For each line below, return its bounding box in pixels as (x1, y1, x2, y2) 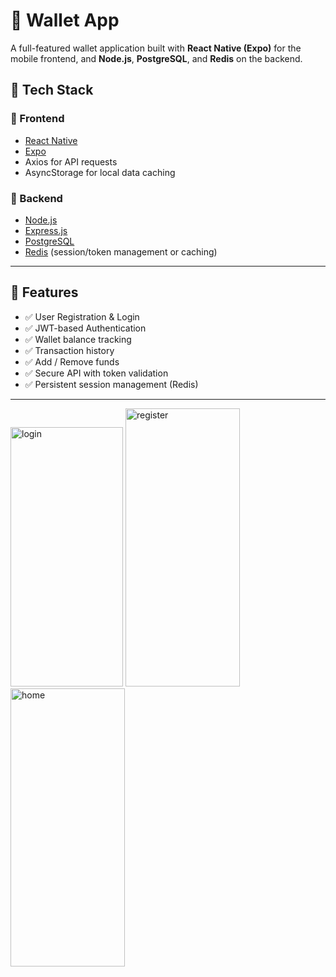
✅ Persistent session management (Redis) (24, 378, 199, 390)
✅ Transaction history (24, 344, 115, 356)
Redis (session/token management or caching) (24, 245, 218, 258)
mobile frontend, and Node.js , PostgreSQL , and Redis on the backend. (10, 52, 303, 64)
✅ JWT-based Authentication (24, 322, 147, 334)
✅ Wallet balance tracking (24, 333, 132, 345)
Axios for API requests (24, 155, 118, 168)
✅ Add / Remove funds (24, 355, 120, 368)
